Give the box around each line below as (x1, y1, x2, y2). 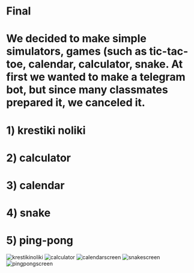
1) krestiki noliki (6, 124, 86, 137)
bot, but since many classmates (6, 83, 168, 97)
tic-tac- (149, 45, 189, 58)
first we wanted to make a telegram (6, 71, 186, 84)
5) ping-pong (6, 234, 74, 248)
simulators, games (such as (6, 45, 147, 58)
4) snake (6, 206, 51, 220)
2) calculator (6, 151, 71, 165)
